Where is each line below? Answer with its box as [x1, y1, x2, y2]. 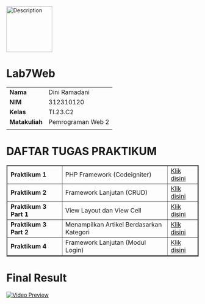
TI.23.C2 [48, 107, 74, 116]
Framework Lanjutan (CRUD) [65, 188, 148, 197]
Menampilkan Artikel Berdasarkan [65, 220, 162, 228]
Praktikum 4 [10, 242, 47, 250]
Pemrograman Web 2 [48, 117, 110, 126]
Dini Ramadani [48, 88, 90, 96]
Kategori [65, 228, 90, 236]
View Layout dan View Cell [65, 206, 142, 214]
